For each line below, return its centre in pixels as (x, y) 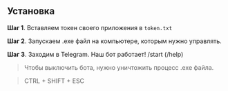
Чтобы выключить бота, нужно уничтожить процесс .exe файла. (119, 67)
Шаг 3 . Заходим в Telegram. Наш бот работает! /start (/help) (95, 54)
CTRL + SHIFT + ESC (54, 81)
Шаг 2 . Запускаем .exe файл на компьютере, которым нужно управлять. (115, 41)
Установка (31, 11)
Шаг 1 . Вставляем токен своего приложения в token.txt (90, 27)
